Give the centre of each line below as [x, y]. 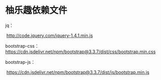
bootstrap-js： [20, 62]
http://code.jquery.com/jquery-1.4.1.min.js [50, 35]
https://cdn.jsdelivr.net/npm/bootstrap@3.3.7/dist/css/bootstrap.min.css [80, 52]
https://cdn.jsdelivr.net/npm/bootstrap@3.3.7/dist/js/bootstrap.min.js [78, 72]
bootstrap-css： [22, 46]
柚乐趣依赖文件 [36, 10]
